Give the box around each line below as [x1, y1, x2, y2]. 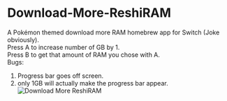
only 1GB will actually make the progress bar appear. [17, 79, 169, 87]
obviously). [7, 35, 40, 43]
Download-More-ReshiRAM [7, 5, 171, 21]
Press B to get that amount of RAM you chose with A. [7, 50, 161, 59]
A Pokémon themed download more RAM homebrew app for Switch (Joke [7, 28, 220, 36]
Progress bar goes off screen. [17, 72, 104, 80]
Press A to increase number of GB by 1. [7, 43, 120, 51]
